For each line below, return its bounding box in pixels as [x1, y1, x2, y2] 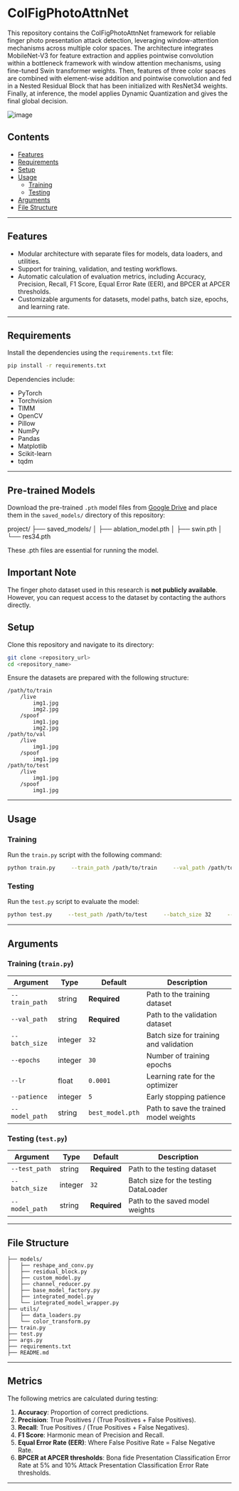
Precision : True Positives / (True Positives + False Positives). [17, 1415, 196, 1424]
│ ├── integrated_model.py [7, 1293, 94, 1300]
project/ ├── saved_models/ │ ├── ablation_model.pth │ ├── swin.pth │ [7, 525, 223, 534]
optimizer [146, 1080, 179, 1090]
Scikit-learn [17, 450, 52, 458]
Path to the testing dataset [128, 1164, 217, 1174]
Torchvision [17, 397, 52, 405]
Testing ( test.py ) [7, 1133, 68, 1143]
